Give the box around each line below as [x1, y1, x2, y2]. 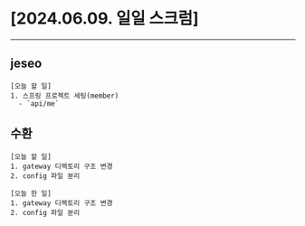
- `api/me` [18, 99, 60, 108]
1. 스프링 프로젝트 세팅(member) [10, 91, 119, 100]
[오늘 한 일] [10, 189, 52, 198]
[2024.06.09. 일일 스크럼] [10, 8, 199, 29]
